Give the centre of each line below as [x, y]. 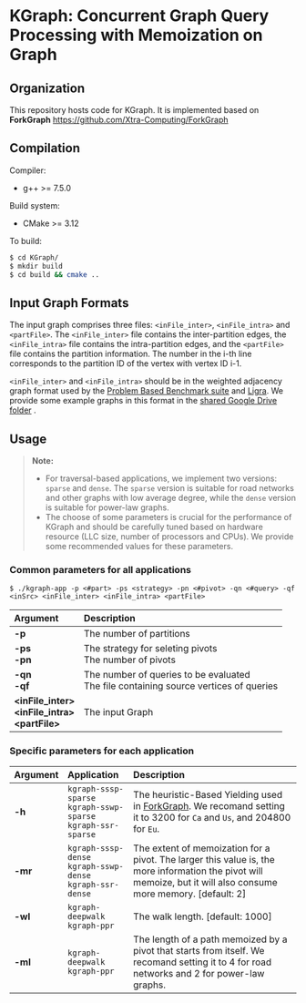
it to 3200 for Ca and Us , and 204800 [212, 817]
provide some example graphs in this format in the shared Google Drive [143, 401]
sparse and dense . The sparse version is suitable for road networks [169, 488]
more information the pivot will [198, 871]
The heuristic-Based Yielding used [208, 794]
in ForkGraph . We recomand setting [209, 805]
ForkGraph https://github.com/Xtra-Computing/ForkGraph [119, 120]
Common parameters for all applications [100, 569]
